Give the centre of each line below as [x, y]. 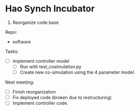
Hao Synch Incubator [50, 9]
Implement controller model [41, 61]
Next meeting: [20, 82]
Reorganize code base [35, 22]
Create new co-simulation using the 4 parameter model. [77, 72]
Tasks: [12, 51]
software [21, 42]
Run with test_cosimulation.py [50, 67]
